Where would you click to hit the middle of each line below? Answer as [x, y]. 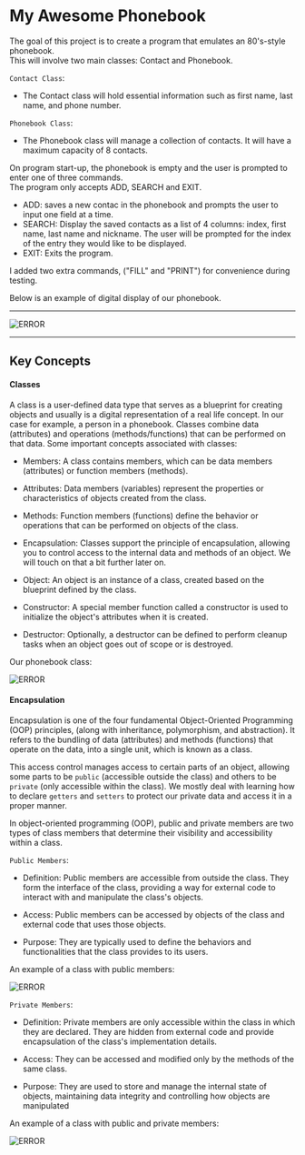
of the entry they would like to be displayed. [104, 243]
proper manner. [39, 805]
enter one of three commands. [66, 177]
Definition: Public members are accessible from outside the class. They [156, 878]
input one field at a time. [68, 214]
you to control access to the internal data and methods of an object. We [157, 552]
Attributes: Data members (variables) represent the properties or [143, 488]
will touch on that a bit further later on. [94, 562]
